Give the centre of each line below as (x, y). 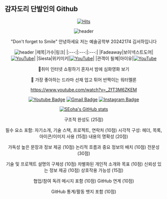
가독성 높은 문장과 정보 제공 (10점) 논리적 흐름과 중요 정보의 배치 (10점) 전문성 (84, 147)
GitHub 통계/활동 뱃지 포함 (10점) (84, 191)
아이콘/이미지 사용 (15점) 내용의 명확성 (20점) (84, 136)
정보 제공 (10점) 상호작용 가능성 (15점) (87, 170)
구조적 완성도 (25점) (84, 119)
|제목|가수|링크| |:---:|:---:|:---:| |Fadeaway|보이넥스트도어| (94, 52)
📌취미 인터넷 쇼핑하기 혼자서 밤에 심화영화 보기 (84, 69)
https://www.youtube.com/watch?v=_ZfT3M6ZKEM (84, 90)
